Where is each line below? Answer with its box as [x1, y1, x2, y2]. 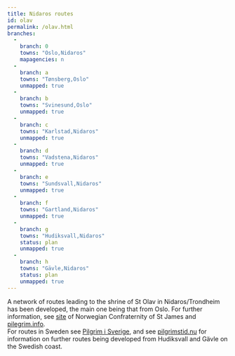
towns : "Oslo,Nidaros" [20, 50, 86, 57]
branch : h [20, 258, 49, 265]
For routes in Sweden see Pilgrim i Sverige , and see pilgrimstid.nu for [7, 327, 207, 336]
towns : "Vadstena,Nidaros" [20, 154, 99, 161]
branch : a [20, 69, 49, 76]
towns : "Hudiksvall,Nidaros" [20, 232, 105, 239]
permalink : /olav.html [7, 23, 74, 30]
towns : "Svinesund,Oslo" [20, 102, 93, 109]
